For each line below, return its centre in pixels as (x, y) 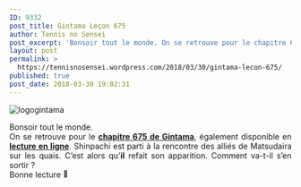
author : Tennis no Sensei (57, 34)
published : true (39, 76)
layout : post (34, 51)
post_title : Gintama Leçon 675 (68, 26)
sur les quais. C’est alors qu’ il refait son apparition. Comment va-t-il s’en (150, 155)
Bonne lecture (35, 174)
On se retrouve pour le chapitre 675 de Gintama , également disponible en (150, 136)
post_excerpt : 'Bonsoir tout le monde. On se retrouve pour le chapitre (148, 42)
